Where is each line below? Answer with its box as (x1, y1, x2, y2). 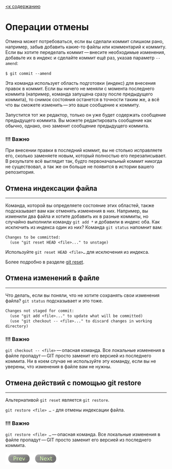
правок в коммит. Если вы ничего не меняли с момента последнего (5, 85, 155, 91)
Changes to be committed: (5, 235, 60, 240)
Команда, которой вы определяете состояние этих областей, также (5, 202, 155, 209)
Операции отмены (5, 22, 89, 33)
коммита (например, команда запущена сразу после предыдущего (5, 91, 153, 97)
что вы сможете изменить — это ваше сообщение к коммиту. (5, 102, 140, 108)
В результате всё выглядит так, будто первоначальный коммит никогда (5, 158, 163, 164)
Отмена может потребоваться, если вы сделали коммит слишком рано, (5, 38, 164, 44)
